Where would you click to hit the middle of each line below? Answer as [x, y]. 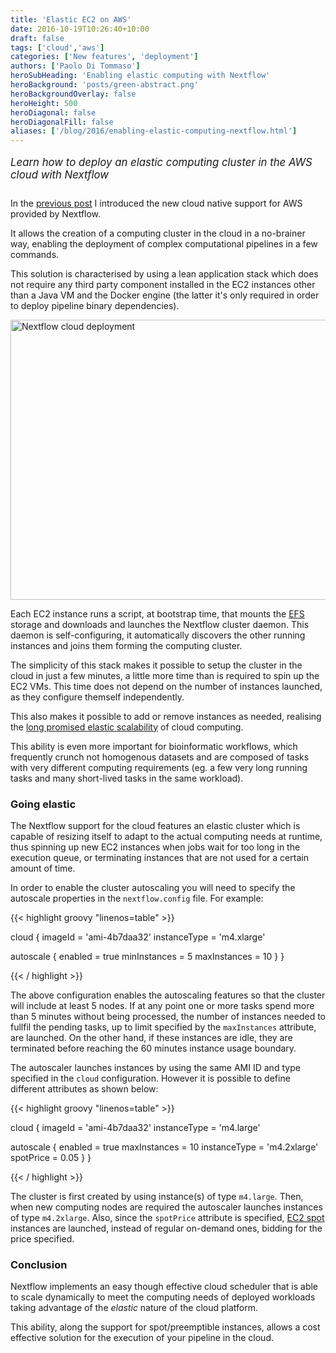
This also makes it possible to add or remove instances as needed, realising [166, 716]
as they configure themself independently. [97, 697]
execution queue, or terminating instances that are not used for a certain [159, 858]
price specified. [42, 1239]
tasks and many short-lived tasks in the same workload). [127, 778]
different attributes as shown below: [84, 1089]
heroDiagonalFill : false [62, 122]
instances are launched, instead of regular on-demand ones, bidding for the [166, 1228]
